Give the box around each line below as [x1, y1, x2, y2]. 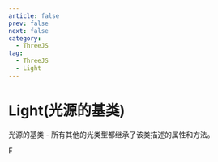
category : [8, 34, 42, 43]
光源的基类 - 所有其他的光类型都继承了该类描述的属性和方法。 [8, 130, 215, 139]
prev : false [8, 19, 49, 27]
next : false [8, 27, 49, 35]
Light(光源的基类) [8, 102, 126, 119]
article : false [8, 11, 60, 20]
